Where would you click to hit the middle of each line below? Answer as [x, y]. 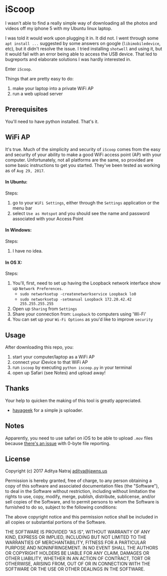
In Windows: [18, 230]
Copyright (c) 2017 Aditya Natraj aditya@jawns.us [56, 471]
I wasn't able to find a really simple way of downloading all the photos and [81, 23]
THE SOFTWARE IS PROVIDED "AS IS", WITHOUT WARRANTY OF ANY [78, 532]
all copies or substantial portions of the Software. [56, 522]
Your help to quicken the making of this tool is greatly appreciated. [74, 400]
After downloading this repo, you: [39, 347]
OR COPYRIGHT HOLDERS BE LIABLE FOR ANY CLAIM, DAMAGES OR [77, 553]
